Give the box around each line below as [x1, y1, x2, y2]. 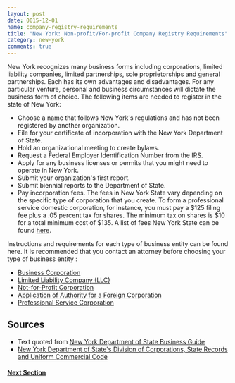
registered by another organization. [17, 121, 120, 129]
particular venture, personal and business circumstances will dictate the [7, 85, 216, 93]
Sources [7, 319, 45, 331]
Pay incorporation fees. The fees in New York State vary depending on [17, 188, 223, 197]
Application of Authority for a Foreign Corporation [17, 291, 162, 299]
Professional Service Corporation [17, 298, 114, 307]
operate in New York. [17, 166, 80, 174]
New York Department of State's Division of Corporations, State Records [17, 345, 228, 353]
